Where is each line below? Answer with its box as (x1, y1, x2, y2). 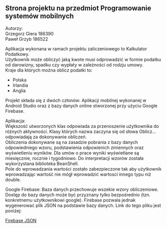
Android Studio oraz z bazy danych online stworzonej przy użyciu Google (5, 103, 157, 109)
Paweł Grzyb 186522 (5, 36, 48, 42)
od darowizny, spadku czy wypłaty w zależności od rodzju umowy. (5, 61, 144, 67)
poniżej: (5, 207, 22, 213)
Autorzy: (5, 25, 23, 31)
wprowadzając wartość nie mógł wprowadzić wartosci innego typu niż (5, 171, 151, 177)
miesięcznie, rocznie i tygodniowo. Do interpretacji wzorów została (5, 155, 144, 161)
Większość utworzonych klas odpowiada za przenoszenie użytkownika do (5, 123, 159, 129)
